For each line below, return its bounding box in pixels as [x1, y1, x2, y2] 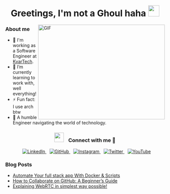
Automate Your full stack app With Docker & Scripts [12, 172, 120, 179]
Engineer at [12, 53, 37, 59]
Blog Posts [5, 161, 32, 168]
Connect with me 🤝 [68, 137, 116, 144]
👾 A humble [12, 114, 37, 121]
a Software [12, 48, 35, 54]
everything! [12, 91, 37, 97]
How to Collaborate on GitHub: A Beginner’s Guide [12, 178, 118, 184]
